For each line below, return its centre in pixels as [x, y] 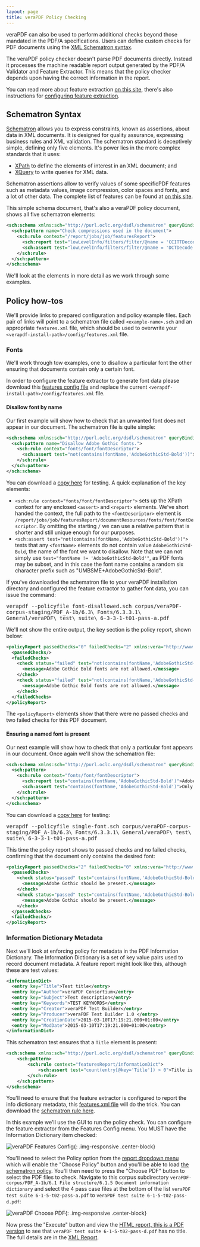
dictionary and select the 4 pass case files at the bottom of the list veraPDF [99, 1189]
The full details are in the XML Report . [53, 1237]
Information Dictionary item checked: [51, 1135]
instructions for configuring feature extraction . [63, 96]
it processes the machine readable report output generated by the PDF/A [96, 65]
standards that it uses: [33, 154]
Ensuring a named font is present [48, 734]
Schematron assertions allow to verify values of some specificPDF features [98, 184]
